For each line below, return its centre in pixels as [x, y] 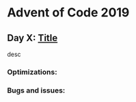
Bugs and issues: [36, 90]
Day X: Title [32, 38]
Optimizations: [32, 72]
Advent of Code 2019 [68, 13]
